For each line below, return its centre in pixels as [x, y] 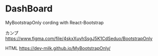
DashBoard [29, 9]
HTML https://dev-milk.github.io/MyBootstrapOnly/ [58, 48]
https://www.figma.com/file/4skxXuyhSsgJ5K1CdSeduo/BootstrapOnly [79, 38]
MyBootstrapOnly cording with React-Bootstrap [55, 22]
